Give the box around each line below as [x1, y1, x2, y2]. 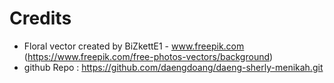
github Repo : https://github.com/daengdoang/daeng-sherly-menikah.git [23, 61, 324, 73]
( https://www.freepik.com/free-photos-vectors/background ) [23, 50, 274, 62]
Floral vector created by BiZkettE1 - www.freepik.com [23, 40, 245, 52]
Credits [9, 7, 72, 30]
